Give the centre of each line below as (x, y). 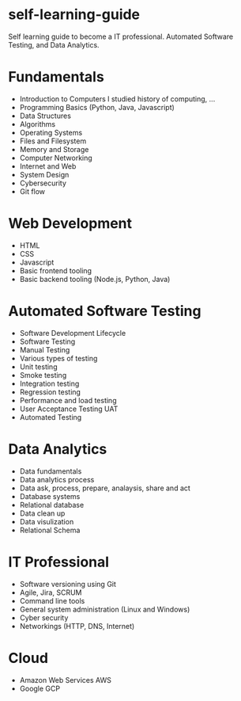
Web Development (70, 224)
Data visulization (47, 521)
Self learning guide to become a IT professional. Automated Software (121, 36)
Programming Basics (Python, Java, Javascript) (97, 107)
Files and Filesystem (53, 141)
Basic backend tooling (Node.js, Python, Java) (95, 279)
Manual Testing (45, 349)
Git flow (32, 191)
